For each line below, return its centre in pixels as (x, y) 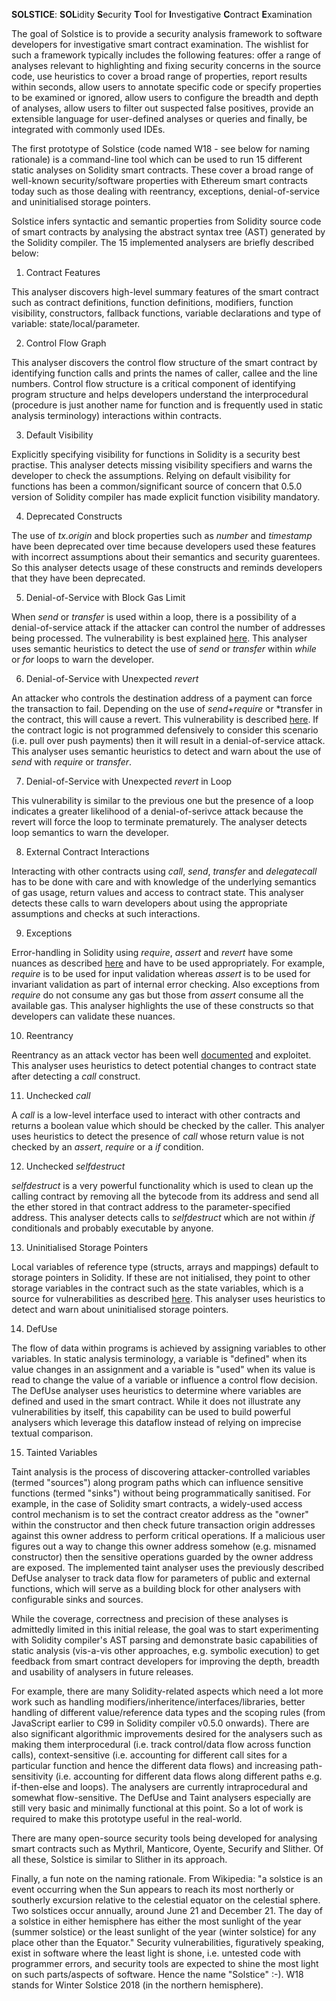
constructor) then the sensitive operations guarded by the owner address (162, 1557)
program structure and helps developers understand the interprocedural (160, 394)
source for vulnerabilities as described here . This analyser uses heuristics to (168, 1298)
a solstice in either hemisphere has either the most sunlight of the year (156, 1921)
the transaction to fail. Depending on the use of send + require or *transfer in (167, 708)
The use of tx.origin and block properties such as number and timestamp (162, 535)
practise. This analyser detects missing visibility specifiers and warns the (162, 465)
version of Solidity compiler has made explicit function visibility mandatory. (166, 497)
